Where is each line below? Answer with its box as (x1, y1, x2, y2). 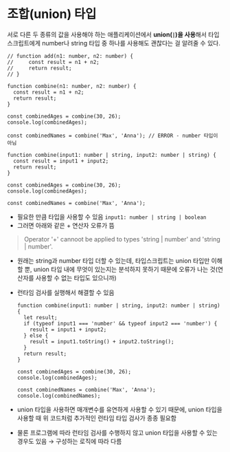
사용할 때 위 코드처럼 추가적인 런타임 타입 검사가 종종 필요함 (16, 413, 177, 422)
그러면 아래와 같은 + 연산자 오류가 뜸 (16, 221, 115, 229)
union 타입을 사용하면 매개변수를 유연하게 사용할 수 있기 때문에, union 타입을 (16, 405, 223, 413)
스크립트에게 (7, 39, 41, 47)
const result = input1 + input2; (13, 158, 109, 164)
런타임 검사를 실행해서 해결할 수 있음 (16, 288, 115, 297)
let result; (23, 314, 58, 321)
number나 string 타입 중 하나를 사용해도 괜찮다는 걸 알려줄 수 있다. (42, 39, 221, 47)
